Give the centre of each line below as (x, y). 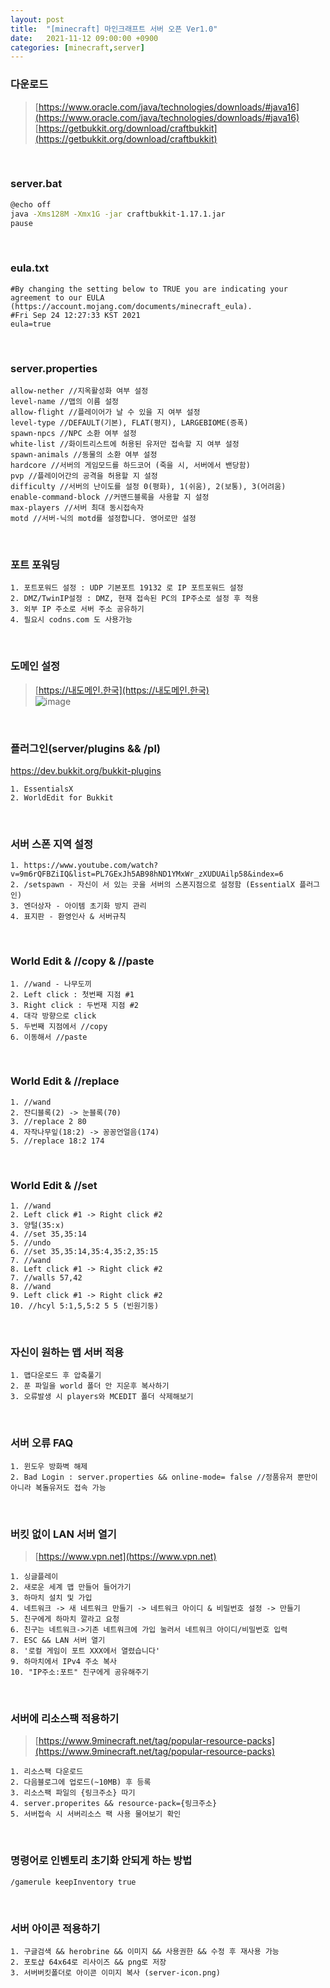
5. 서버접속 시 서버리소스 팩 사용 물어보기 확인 (96, 1814)
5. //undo (31, 1243)
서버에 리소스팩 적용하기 (65, 1718)
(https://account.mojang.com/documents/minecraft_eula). (131, 306)
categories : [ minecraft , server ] (77, 47)
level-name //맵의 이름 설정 (65, 402)
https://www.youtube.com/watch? (91, 866)
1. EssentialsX (42, 789)
